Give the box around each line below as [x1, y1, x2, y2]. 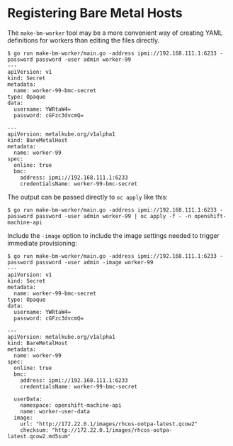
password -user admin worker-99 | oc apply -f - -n [35, 212, 192, 219]
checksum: [20, 426, 50, 434]
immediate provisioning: [7, 239, 78, 247]
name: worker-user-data [20, 408, 91, 415]
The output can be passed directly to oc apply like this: [7, 192, 168, 201]
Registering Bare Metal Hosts [7, 5, 183, 21]
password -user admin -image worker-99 [35, 259, 154, 266]
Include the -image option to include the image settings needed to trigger [7, 231, 220, 239]
